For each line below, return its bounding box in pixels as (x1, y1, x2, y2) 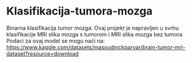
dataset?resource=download (6, 50, 79, 57)
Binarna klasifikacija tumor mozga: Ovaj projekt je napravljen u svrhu (6, 24, 179, 31)
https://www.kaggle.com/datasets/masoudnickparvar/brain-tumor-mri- (6, 44, 185, 51)
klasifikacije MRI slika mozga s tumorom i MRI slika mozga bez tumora (6, 30, 183, 38)
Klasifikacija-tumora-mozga (6, 4, 153, 18)
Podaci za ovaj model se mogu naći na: (6, 37, 105, 44)
